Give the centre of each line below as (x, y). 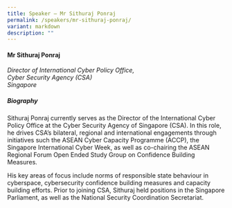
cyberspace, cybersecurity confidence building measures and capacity (109, 183)
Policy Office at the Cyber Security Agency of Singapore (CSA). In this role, (114, 126)
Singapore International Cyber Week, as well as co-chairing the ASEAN (108, 148)
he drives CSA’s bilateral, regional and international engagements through (112, 133)
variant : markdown (34, 26)
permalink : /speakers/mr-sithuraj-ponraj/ (69, 20)
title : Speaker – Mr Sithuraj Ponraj (62, 13)
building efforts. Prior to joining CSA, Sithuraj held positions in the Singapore (116, 190)
